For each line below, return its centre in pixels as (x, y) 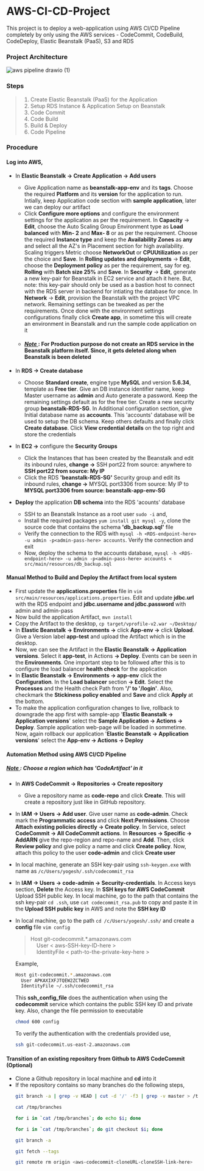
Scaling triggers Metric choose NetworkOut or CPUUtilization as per (111, 252)
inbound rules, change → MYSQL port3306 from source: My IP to (106, 484)
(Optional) (19, 1065)
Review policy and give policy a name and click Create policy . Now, (101, 846)
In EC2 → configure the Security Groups (66, 446)
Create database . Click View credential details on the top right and (109, 428)
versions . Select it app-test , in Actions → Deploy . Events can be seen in (106, 656)
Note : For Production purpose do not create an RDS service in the (109, 344)
